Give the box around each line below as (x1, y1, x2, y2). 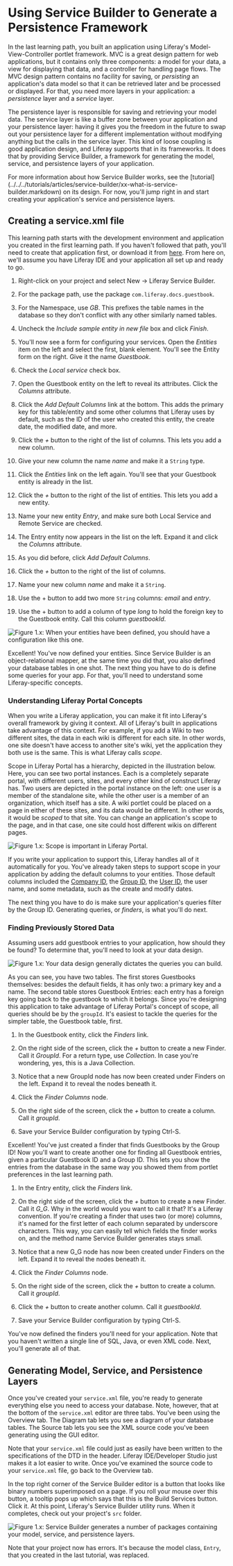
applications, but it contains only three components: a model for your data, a (8, 57, 226, 65)
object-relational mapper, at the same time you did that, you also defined (8, 656, 216, 665)
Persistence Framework (8, 19, 148, 35)
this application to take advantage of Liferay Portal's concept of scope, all (8, 1002, 219, 1011)
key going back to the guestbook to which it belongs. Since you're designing (8, 995, 227, 1003)
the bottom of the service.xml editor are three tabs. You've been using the (8, 1408, 221, 1417)
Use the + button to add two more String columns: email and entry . (17, 594, 211, 602)
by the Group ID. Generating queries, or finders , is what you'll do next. (8, 906, 208, 914)
